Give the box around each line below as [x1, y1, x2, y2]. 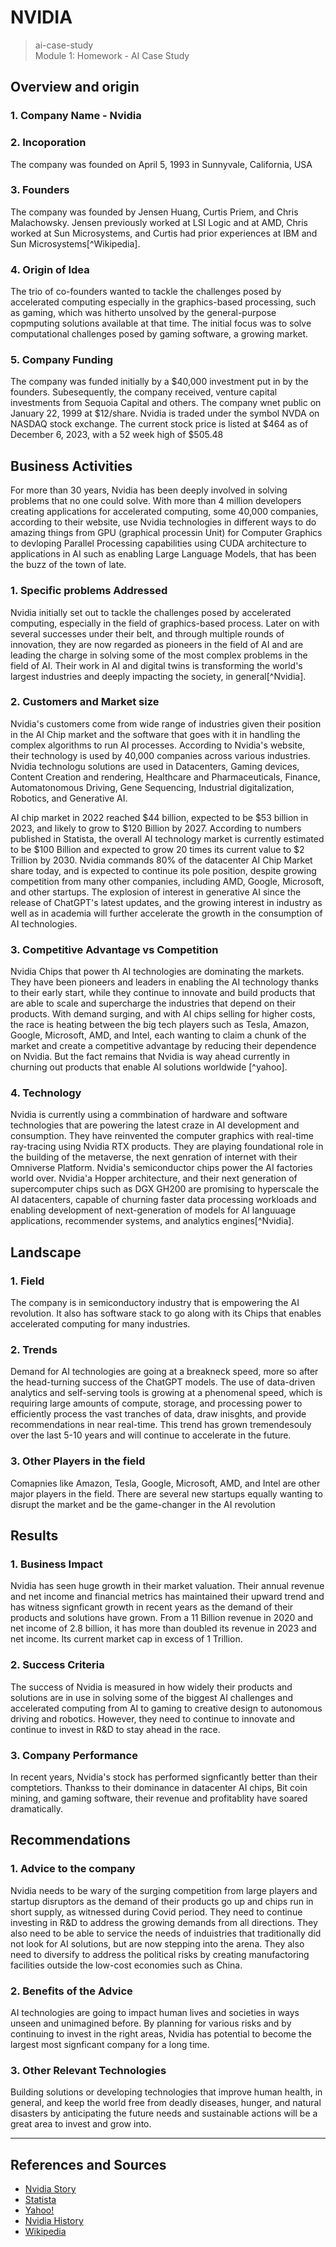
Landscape [10, 1244, 82, 1261]
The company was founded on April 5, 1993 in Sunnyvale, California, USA [10, 158, 313, 170]
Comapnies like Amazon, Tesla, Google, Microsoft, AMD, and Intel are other [10, 1477, 321, 1489]
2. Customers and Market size [10, 695, 160, 709]
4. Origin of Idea [10, 262, 90, 276]
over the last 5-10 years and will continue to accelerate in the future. [10, 1429, 292, 1441]
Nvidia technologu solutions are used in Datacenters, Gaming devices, [10, 760, 300, 772]
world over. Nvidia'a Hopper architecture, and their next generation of [10, 1172, 298, 1185]
